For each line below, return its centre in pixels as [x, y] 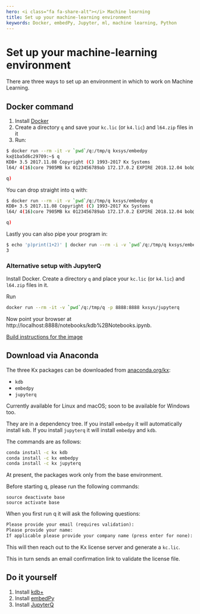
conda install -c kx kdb [37, 452]
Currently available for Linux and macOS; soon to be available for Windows [98, 406]
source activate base [33, 503]
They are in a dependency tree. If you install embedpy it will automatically [94, 424]
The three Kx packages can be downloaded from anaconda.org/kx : [88, 370]
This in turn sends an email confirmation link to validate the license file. [93, 559]
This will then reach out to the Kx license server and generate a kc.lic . [93, 547]
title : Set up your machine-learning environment [69, 17]
